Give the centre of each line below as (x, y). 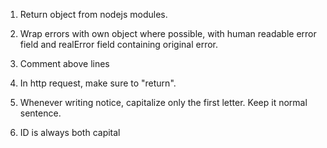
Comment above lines (64, 63)
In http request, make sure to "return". (98, 83)
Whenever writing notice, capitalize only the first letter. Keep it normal (163, 102)
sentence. (40, 113)
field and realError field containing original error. (119, 44)
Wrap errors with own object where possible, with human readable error (168, 33)
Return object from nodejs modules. (93, 14)
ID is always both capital (70, 132)
